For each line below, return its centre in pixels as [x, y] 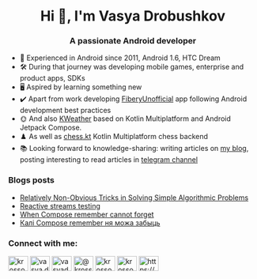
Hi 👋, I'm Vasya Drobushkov [133, 16]
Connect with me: [43, 243]
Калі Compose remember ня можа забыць [90, 222]
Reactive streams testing [60, 205]
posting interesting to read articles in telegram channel [109, 160]
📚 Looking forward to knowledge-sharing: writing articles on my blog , [134, 149]
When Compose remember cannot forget [87, 214]
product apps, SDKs [52, 78]
